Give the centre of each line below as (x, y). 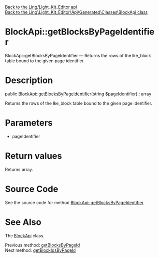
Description (29, 80)
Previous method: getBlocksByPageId (43, 245)
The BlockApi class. (25, 236)
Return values (34, 156)
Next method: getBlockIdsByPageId (40, 250)
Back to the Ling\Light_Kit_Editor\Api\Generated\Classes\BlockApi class (76, 12)
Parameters (29, 123)
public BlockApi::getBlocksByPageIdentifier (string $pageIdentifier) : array (78, 94)
